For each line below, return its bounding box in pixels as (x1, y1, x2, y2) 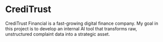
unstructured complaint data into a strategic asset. (5, 31, 110, 37)
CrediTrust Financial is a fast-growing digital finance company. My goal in (5, 20, 158, 26)
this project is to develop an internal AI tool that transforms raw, (5, 25, 137, 31)
